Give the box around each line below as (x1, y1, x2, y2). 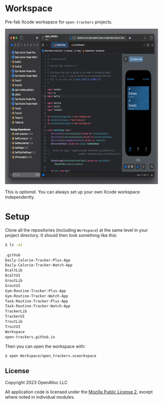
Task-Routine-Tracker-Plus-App (5, 299, 68, 303)
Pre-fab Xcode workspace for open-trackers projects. (5, 19, 113, 25)
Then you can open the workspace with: (5, 343, 86, 349)
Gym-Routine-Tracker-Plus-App (5, 288, 66, 293)
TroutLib (5, 319, 23, 324)
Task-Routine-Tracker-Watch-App (5, 304, 70, 309)
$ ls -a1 (5, 242, 23, 247)
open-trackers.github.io (5, 335, 55, 339)
